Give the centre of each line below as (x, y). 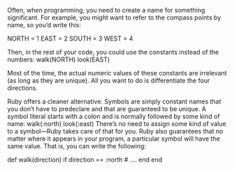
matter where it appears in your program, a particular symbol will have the (114, 139)
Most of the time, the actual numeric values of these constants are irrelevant (117, 73)
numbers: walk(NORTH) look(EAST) (59, 59)
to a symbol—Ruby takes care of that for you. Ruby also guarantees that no (115, 131)
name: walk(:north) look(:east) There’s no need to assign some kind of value (117, 124)
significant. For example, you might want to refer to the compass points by (114, 17)
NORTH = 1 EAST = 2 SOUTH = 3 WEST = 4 (70, 38)
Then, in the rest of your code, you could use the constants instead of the (113, 52)
